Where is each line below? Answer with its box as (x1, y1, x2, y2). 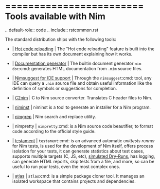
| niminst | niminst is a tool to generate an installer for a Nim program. (12, 104, 151, 110)
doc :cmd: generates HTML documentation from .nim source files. (12, 65, 142, 71)
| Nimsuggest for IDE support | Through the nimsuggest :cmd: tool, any (12, 75, 152, 81)
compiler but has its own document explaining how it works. (12, 51, 133, 57)
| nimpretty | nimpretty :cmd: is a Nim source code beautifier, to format (12, 123, 153, 129)
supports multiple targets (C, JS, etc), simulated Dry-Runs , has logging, (12, 153, 155, 159)
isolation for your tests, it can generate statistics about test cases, (12, 148, 144, 154)
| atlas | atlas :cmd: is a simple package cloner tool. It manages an (12, 173, 145, 179)
